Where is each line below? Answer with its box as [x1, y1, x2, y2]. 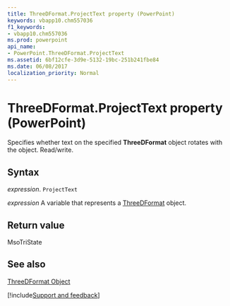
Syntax [7, 166, 40, 178]
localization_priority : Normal [7, 69, 99, 76]
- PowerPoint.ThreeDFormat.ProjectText [7, 50, 125, 57]
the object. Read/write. [7, 146, 74, 154]
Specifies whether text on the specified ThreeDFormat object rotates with [7, 139, 223, 147]
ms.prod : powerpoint [7, 37, 68, 44]
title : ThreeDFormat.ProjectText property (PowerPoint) [7, 10, 175, 18]
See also [7, 259, 46, 271]
